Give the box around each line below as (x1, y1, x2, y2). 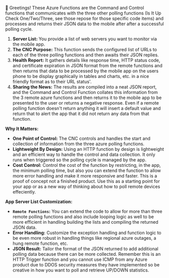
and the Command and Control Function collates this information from (12, 89, 158, 95)
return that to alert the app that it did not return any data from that (12, 111, 150, 117)
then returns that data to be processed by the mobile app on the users (12, 68, 159, 74)
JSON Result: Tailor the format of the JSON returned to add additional (12, 246, 159, 251)
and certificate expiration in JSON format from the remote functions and (12, 63, 162, 68)
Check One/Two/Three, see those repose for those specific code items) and (5, 16, 164, 21)
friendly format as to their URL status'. (12, 78, 92, 84)
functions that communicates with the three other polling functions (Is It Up (5, 10, 161, 16)
